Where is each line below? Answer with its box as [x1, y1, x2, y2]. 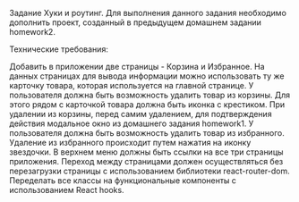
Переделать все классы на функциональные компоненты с [9, 175, 237, 186]
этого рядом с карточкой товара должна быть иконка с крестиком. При [9, 99, 285, 110]
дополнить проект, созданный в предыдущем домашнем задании [9, 17, 262, 28]
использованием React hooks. [9, 185, 124, 195]
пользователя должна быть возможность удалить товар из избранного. [9, 128, 285, 138]
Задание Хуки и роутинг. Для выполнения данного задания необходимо [9, 8, 286, 18]
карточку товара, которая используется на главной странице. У [9, 80, 254, 90]
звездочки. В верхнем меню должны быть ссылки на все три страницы [9, 147, 284, 157]
